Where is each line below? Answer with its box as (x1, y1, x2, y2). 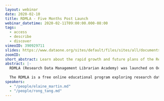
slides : (5, 48, 21, 52)
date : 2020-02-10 (5, 12, 41, 17)
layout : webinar (5, 7, 38, 12)
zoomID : (5, 52, 21, 57)
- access (9, 30, 27, 34)
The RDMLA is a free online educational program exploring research (9, 75, 152, 80)
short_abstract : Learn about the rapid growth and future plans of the (5, 57, 154, 62)
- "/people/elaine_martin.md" (9, 84, 71, 89)
